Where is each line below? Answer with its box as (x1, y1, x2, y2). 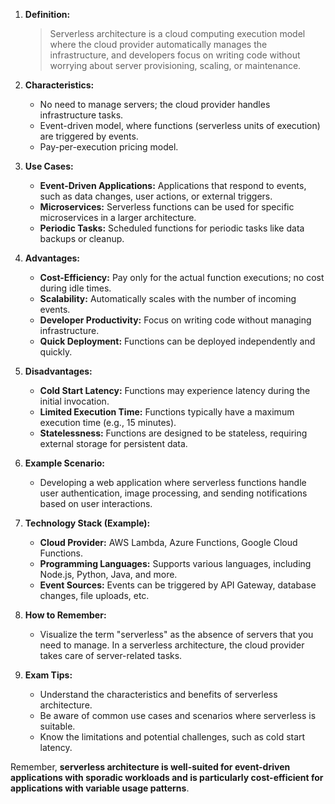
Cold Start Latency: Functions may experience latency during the (39, 385, 311, 396)
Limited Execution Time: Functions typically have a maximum (39, 406, 295, 418)
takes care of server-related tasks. (39, 650, 183, 661)
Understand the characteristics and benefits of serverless (39, 689, 278, 700)
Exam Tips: (24, 669, 73, 681)
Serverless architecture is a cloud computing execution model (49, 28, 306, 39)
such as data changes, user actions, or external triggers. (39, 190, 273, 202)
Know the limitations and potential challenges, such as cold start (39, 731, 306, 743)
